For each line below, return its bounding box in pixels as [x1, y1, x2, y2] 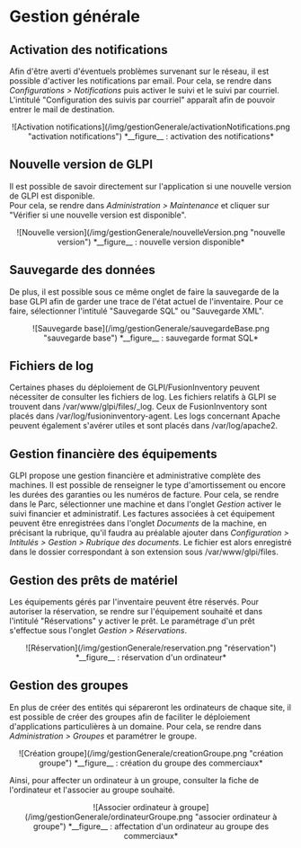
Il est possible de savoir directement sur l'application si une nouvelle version [9, 181, 292, 191]
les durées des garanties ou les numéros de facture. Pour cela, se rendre [9, 490, 279, 500]
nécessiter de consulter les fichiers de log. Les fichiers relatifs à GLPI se [9, 392, 277, 402]
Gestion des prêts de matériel [9, 572, 178, 587]
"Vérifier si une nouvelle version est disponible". [9, 209, 187, 220]
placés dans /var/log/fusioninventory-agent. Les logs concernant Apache [9, 411, 281, 421]
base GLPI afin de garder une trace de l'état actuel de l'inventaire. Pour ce [9, 296, 284, 306]
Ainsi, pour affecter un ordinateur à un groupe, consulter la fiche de [9, 774, 259, 785]
